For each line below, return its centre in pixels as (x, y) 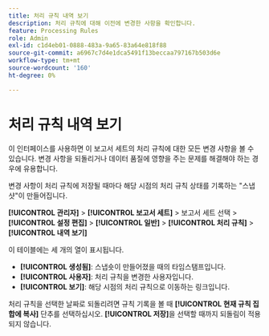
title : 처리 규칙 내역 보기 (49, 16)
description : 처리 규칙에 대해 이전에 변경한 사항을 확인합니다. (102, 23)
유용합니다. (41, 168)
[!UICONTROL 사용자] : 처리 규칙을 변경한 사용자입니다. (107, 277)
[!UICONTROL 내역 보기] (48, 233)
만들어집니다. (47, 195)
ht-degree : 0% (32, 75)
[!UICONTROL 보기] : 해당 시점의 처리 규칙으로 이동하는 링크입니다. (125, 286)
